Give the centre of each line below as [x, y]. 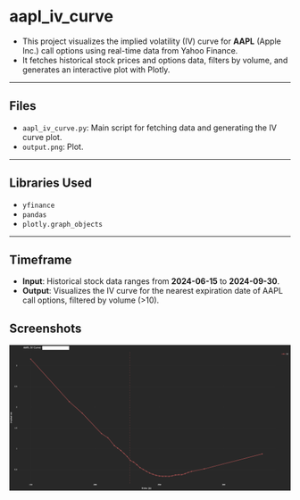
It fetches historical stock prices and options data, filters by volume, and [155, 60]
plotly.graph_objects [62, 224]
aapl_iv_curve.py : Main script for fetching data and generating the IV [149, 128]
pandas [34, 215]
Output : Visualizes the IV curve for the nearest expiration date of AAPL [153, 291]
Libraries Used [50, 183]
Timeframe [41, 259]
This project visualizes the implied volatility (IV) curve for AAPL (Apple [151, 41]
